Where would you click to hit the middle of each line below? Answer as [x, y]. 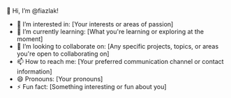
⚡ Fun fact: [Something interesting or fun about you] [91, 87]
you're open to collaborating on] [63, 54]
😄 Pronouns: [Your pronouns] [60, 79]
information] [34, 72]
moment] [30, 39]
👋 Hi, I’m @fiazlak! [32, 11]
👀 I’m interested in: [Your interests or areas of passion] [95, 24]
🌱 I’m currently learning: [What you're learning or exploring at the [110, 32]
